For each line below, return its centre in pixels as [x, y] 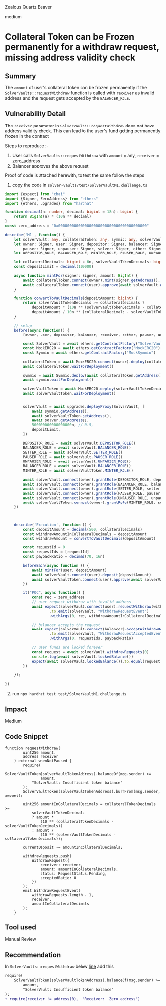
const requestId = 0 [44, 547]
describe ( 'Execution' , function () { [53, 525]
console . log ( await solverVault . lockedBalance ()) [83, 657]
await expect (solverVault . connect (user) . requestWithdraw [91, 607]
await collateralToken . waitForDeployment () [68, 367]
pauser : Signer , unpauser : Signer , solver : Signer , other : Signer [93, 249]
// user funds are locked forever [67, 648]
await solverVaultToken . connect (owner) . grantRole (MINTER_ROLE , [89, 503]
